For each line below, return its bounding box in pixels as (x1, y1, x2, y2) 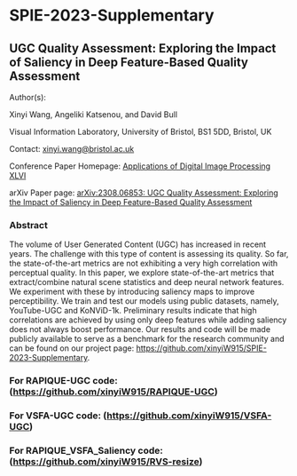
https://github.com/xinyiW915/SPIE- (136, 343, 268, 353)
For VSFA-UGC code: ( (9, 409, 107, 422)
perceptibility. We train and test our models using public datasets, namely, (9, 296, 279, 306)
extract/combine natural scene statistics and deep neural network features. (9, 277, 285, 288)
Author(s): (9, 92, 47, 102)
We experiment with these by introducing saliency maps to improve (9, 286, 255, 297)
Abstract (9, 218, 49, 231)
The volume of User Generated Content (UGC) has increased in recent (9, 239, 267, 250)
